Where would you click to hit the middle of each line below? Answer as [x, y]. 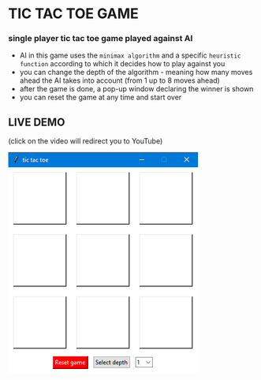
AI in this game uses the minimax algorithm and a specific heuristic [130, 55]
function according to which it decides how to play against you [122, 64]
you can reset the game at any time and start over [101, 97]
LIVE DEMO [37, 122]
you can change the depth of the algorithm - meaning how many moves [136, 73]
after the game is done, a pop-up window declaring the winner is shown [136, 89]
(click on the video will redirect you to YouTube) [86, 141]
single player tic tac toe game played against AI [101, 39]
